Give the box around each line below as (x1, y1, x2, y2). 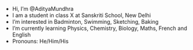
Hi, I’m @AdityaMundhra (12, 5, 74, 12)
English (12, 31, 31, 38)
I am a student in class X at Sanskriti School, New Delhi (12, 12, 151, 19)
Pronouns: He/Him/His (12, 38, 69, 45)
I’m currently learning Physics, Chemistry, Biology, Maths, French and (12, 24, 188, 32)
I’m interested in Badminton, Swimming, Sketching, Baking (12, 18, 159, 25)
